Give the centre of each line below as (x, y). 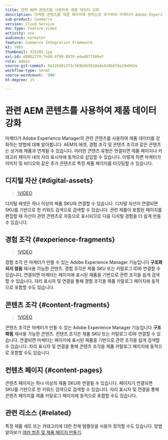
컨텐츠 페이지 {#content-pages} (54, 370)
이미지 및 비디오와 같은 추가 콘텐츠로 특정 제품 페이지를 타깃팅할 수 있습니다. (79, 163)
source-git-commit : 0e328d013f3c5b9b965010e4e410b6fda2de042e (71, 66)
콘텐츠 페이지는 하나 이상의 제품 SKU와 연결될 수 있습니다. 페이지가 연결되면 (79, 383)
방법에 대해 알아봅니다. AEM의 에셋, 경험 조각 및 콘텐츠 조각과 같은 (83, 144)
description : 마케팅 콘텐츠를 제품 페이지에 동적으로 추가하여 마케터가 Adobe (76, 15)
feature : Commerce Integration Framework (49, 43)
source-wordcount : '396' (31, 75)
